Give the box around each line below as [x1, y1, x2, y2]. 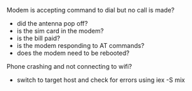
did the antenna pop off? [16, 19, 88, 27]
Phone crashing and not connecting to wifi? [6, 63, 132, 70]
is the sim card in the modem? [16, 27, 104, 35]
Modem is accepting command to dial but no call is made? [6, 6, 174, 14]
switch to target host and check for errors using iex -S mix [16, 76, 185, 84]
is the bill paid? [16, 34, 60, 42]
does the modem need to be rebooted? [16, 49, 130, 57]
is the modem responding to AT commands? [16, 42, 145, 49]
